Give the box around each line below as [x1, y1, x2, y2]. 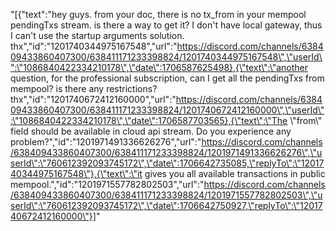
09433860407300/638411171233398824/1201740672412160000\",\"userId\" [10, 104, 325, 116]
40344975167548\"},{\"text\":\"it [10, 168, 143, 179]
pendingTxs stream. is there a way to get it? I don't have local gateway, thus [10, 19, 323, 31]
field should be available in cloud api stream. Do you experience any [10, 125, 292, 137]
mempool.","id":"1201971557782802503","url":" [10, 179, 205, 190]
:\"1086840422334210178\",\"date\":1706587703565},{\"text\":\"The [10, 115, 288, 126]
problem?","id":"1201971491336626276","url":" [10, 136, 202, 148]
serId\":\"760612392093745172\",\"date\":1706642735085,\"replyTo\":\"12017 [10, 157, 325, 169]
